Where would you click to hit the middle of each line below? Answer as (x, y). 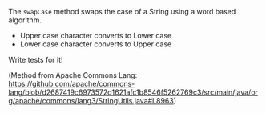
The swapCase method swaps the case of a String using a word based (122, 12)
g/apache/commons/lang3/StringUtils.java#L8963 (91, 101)
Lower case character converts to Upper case (96, 44)
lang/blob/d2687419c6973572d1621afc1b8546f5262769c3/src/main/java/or (133, 92)
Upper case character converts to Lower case (96, 36)
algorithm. (25, 20)
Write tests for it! (36, 60)
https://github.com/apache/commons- (72, 84)
